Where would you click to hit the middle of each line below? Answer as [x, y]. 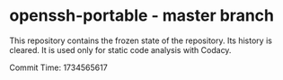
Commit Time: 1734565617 [58, 67]
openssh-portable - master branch [141, 16]
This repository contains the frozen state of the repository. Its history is [141, 40]
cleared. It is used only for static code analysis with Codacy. [120, 49]
